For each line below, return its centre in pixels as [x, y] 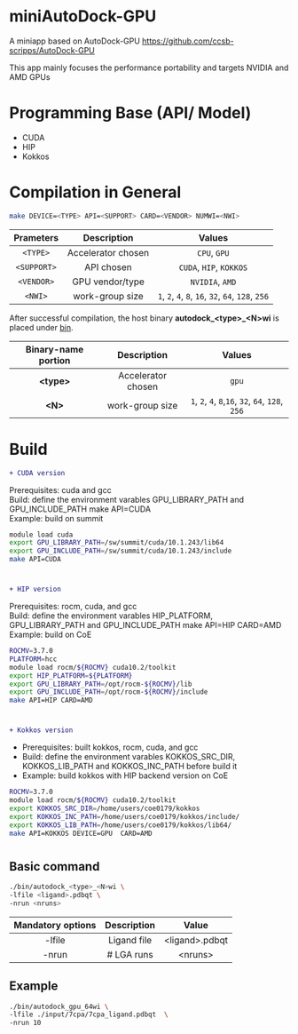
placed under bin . [41, 327]
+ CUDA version [37, 473]
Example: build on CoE [51, 635]
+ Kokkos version [41, 730]
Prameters [36, 237]
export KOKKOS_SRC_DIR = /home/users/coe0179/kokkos [105, 808]
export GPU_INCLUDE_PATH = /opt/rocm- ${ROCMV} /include [109, 692]
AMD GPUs [30, 76]
